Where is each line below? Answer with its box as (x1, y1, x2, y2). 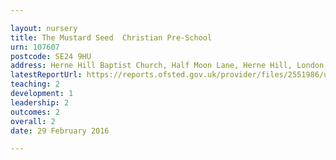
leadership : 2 (10, 97, 70, 108)
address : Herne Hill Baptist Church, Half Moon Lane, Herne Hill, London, (10, 61, 329, 71)
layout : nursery (10, 23, 78, 33)
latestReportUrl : (10, 70, 83, 80)
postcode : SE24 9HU (10, 51, 92, 61)
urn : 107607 (10, 42, 60, 52)
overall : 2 (10, 116, 56, 126)
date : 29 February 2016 (10, 126, 110, 136)
